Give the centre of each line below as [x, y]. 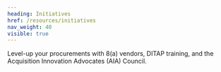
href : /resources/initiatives [52, 20]
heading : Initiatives [39, 14]
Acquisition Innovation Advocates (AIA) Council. [77, 61]
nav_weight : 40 [30, 27]
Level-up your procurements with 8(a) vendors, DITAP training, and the [110, 54]
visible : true [28, 34]
